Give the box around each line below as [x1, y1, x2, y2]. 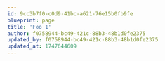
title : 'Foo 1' [7, 23, 52, 30]
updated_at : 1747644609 [7, 43, 77, 50]
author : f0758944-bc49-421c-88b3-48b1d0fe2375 [7, 29, 146, 37]
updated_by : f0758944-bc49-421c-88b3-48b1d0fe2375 [7, 36, 159, 43]
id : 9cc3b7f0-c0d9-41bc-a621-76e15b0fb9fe [7, 10, 133, 18]
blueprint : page [7, 17, 55, 24]
